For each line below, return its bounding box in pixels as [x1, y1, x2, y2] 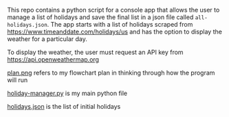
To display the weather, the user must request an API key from [7, 48, 184, 56]
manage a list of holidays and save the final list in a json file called [7, 13, 194, 21]
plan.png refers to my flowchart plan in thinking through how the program [7, 68, 215, 77]
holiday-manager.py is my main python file [7, 89, 128, 97]
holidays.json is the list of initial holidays [7, 103, 121, 110]
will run [7, 76, 28, 84]
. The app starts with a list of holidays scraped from [47, 21, 193, 28]
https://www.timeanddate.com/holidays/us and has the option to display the [7, 27, 222, 36]
